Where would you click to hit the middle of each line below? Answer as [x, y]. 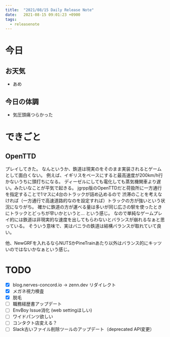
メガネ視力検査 [28, 291]
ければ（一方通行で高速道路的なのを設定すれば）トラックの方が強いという [83, 201]
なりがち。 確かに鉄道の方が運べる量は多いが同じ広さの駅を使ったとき [88, 207]
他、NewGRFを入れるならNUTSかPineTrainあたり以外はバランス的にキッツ [84, 243]
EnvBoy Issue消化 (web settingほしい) [52, 310]
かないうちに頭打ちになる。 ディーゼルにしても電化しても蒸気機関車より [81, 182]
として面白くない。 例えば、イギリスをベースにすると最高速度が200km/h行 [84, 175]
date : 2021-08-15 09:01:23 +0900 [43, 15]
